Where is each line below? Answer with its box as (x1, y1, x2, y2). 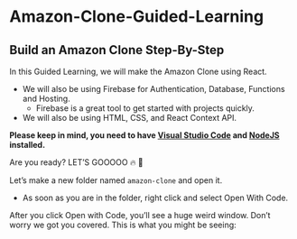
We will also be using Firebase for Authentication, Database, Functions (22, 84, 286, 94)
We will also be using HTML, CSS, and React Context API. (22, 113, 237, 123)
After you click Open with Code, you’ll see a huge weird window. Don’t (9, 210, 271, 220)
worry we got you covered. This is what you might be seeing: (9, 219, 237, 230)
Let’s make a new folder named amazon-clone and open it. (9, 175, 223, 186)
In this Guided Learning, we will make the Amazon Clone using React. (9, 66, 268, 77)
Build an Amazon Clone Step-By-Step (9, 42, 225, 58)
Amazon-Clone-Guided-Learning (9, 6, 265, 27)
